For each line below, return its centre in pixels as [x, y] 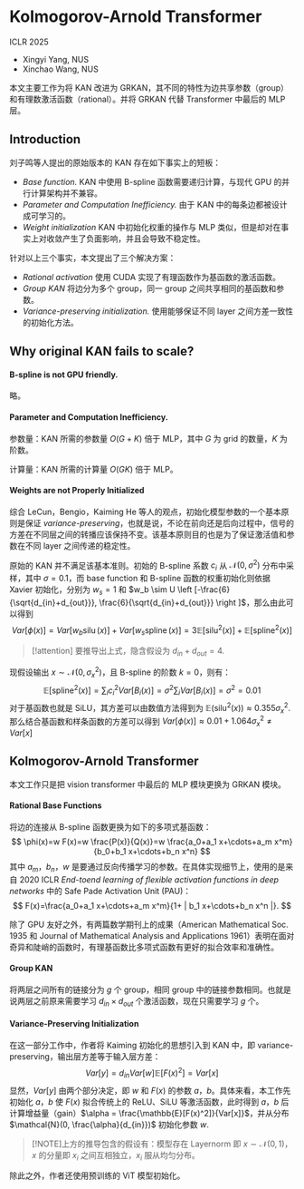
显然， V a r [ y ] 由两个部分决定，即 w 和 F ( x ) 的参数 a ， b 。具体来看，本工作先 [150, 1090]
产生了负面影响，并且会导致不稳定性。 [133, 239]
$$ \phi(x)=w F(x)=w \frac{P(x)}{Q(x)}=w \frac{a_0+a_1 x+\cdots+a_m [142, 842]
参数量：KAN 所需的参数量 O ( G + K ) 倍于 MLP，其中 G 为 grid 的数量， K [143, 438]
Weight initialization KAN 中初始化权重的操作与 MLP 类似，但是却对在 [152, 227]
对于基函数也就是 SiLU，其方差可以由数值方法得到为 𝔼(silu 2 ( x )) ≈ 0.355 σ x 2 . [150, 708]
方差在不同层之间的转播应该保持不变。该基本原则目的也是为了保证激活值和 [148, 534]
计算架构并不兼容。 [66, 193]
